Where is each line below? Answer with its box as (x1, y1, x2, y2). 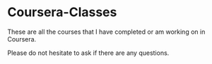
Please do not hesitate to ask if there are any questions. (7, 49, 170, 57)
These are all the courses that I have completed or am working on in (7, 27, 206, 36)
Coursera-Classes (7, 4, 117, 20)
